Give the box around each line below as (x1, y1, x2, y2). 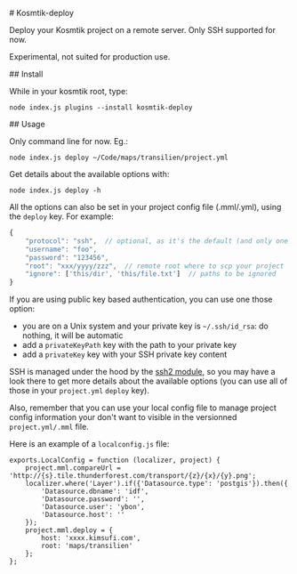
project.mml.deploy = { (25, 526, 114, 535)
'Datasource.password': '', (41, 495, 145, 504)
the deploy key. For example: (9, 211, 114, 222)
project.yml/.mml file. (9, 422, 89, 433)
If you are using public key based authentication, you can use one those (9, 294, 273, 305)
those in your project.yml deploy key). (9, 385, 149, 396)
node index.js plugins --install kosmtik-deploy (9, 103, 193, 112)
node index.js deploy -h (9, 186, 101, 195)
